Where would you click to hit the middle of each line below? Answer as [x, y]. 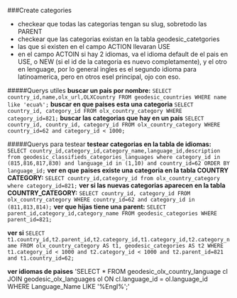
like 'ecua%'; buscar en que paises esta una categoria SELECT [100, 104]
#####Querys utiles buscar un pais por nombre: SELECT [89, 90]
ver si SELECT [26, 233]
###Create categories [40, 10]
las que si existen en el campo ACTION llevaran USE [94, 46]
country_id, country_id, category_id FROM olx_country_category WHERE [114, 125]
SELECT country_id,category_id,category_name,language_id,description [114, 151]
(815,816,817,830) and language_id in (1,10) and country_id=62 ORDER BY [119, 163]
